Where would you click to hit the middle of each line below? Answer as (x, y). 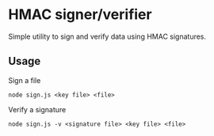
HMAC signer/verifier (80, 15)
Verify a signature (37, 109)
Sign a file (25, 80)
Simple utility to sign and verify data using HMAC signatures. (107, 36)
